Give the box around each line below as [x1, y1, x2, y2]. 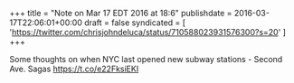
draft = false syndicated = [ [84, 17, 186, 28]
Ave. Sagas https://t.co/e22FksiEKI [9, 63, 139, 74]
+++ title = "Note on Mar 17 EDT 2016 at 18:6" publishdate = [9, 8, 232, 18]
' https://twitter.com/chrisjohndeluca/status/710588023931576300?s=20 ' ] [9, 27, 287, 37]
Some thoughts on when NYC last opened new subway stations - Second [9, 54, 283, 64]
